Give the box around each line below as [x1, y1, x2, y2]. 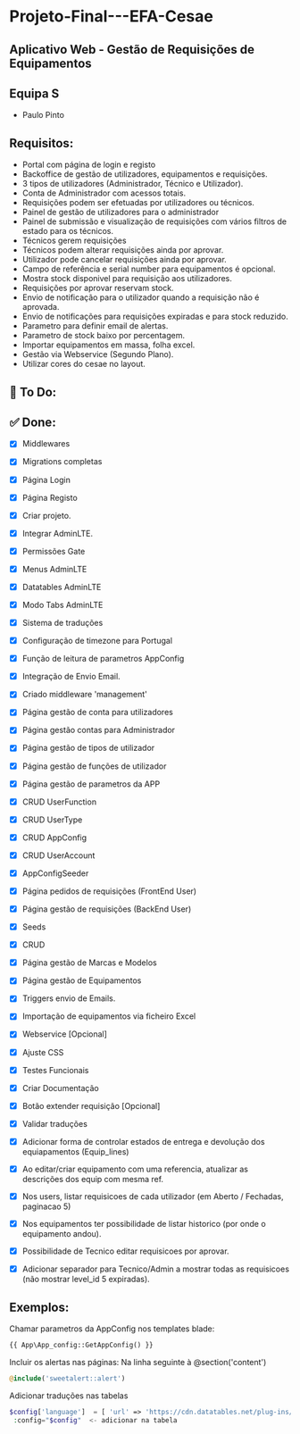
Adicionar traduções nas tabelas [9, 1390, 129, 1401]
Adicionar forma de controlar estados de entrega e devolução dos [21, 1136, 265, 1146]
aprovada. [21, 302, 60, 313]
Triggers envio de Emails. [21, 993, 116, 1004]
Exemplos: [9, 1299, 70, 1314]
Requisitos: [9, 136, 74, 151]
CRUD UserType [21, 814, 83, 825]
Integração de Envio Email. [21, 671, 121, 682]
